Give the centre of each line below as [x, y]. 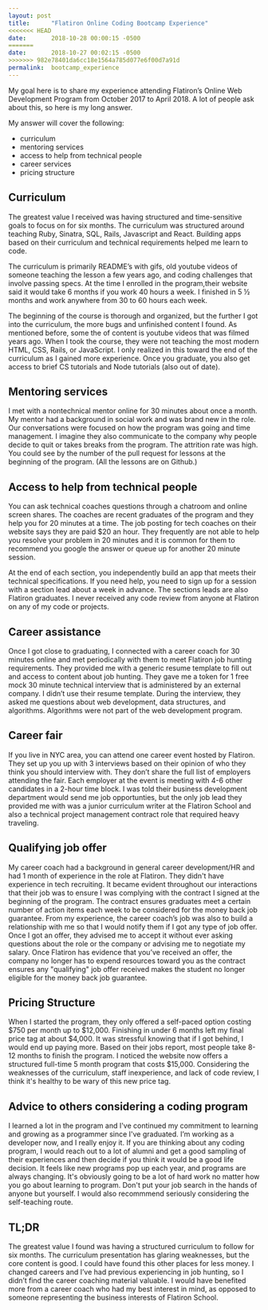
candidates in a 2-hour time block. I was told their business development [128, 789]
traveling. [24, 822]
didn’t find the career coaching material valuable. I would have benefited [127, 1280]
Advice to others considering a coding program [128, 1107]
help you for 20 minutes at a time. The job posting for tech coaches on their [132, 524]
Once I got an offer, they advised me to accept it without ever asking [121, 935]
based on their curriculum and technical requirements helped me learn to [128, 242]
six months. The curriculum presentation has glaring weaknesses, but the [129, 1255]
